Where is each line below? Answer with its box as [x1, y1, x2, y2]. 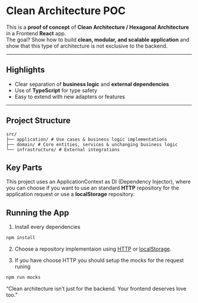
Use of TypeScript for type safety [14, 86, 97, 94]
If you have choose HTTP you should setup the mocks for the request [14, 257, 184, 264]
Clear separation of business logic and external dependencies [14, 81, 169, 88]
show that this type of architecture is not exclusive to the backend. [6, 42, 168, 49]
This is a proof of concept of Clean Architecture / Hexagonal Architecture [6, 24, 190, 31]
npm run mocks [6, 275, 41, 281]
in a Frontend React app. [6, 29, 67, 36]
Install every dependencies [14, 224, 81, 231]
